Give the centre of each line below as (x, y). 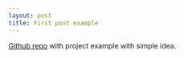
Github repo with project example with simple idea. (92, 45)
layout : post (30, 15)
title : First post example (53, 23)
